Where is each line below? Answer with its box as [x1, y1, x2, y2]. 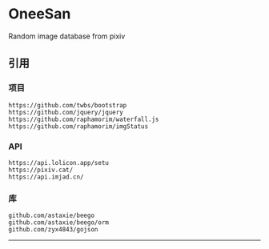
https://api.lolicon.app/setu [8, 159, 110, 167]
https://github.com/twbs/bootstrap [8, 101, 127, 109]
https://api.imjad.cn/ [8, 173, 84, 181]
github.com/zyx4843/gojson [8, 226, 98, 234]
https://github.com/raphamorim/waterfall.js [8, 115, 159, 123]
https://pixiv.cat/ [8, 166, 74, 174]
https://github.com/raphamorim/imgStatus [8, 122, 149, 131]
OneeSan [8, 5, 71, 23]
